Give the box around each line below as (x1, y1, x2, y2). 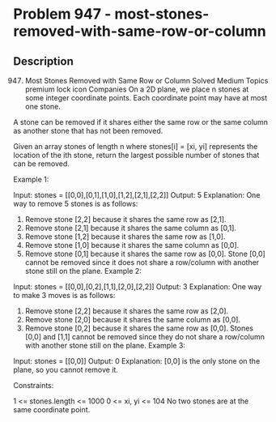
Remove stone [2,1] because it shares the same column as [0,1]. (24, 224, 237, 232)
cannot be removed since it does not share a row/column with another (24, 258, 260, 267)
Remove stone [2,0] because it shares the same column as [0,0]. (24, 315, 241, 324)
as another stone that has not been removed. (13, 126, 163, 135)
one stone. (24, 102, 62, 111)
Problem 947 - (13, 5, 112, 23)
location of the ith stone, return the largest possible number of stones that (13, 151, 260, 160)
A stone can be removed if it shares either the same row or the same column (13, 117, 269, 126)
